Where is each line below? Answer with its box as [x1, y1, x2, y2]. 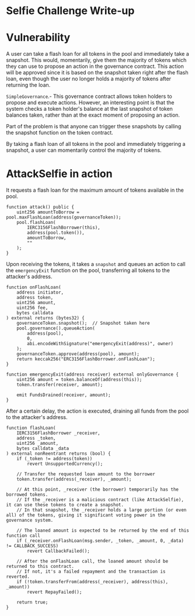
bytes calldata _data [16, 445, 69, 452]
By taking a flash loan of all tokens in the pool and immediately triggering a [6, 141, 186, 148]
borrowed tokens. [6, 492, 48, 498]
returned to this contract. [6, 564, 75, 570]
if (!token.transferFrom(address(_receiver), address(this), [16, 579, 168, 585]
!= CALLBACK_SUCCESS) [6, 543, 59, 549]
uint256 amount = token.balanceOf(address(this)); [16, 377, 142, 383]
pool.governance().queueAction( [16, 325, 95, 332]
